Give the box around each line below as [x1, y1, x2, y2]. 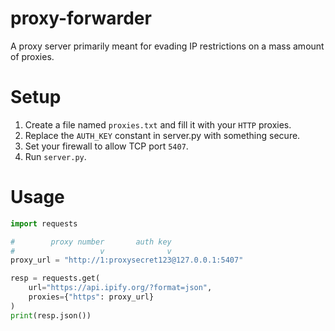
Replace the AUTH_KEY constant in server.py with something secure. [24, 129, 301, 141]
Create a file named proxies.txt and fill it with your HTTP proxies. [24, 118, 292, 131]
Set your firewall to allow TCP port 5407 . [24, 140, 189, 152]
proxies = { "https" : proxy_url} [28, 292, 155, 302]
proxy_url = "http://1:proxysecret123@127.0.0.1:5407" [10, 255, 244, 266]
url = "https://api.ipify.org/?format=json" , [28, 283, 213, 293]
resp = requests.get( [10, 273, 101, 284]
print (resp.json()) [10, 310, 92, 321]
